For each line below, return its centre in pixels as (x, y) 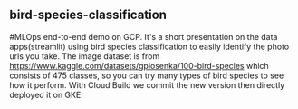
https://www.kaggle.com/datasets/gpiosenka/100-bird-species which (139, 65)
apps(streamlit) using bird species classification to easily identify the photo (149, 46)
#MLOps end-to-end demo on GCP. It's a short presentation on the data (144, 36)
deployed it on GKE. (46, 94)
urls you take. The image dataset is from (85, 56)
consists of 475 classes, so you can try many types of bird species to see (147, 75)
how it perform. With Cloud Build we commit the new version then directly (147, 84)
